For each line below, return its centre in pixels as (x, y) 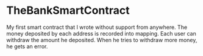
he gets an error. (27, 46)
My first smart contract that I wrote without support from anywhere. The (97, 27)
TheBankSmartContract (68, 11)
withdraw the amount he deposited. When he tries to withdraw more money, (102, 40)
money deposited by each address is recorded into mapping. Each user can (101, 33)
